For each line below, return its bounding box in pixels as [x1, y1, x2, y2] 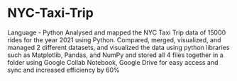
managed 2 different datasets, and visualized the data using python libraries [7, 43, 230, 51]
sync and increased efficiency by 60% [7, 66, 121, 74]
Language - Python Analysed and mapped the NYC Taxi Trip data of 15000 [7, 28, 226, 37]
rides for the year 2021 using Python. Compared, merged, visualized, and [7, 35, 221, 44]
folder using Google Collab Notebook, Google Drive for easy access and [7, 58, 219, 66]
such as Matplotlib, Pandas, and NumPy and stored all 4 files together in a [7, 51, 224, 59]
